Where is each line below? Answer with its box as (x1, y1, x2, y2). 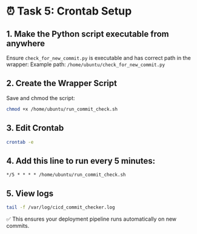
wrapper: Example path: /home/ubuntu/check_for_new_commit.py (6, 61, 165, 68)
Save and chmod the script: (6, 94, 75, 101)
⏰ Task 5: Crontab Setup (6, 4, 132, 18)
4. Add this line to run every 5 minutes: (6, 156, 156, 166)
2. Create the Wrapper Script (6, 78, 117, 89)
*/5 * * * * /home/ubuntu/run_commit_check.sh (6, 172, 126, 178)
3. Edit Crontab (6, 123, 64, 133)
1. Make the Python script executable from (6, 28, 169, 39)
